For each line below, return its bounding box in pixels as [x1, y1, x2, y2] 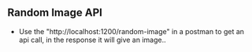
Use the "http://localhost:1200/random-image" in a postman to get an [18, 26, 245, 36]
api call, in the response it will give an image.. [18, 35, 166, 44]
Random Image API [7, 6, 103, 19]
